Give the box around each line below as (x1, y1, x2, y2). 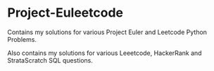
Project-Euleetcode (7, 5, 124, 21)
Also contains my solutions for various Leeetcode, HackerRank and (7, 49, 202, 57)
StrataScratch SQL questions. (7, 56, 93, 64)
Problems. (7, 35, 37, 43)
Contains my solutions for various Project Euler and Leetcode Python (7, 28, 208, 36)
